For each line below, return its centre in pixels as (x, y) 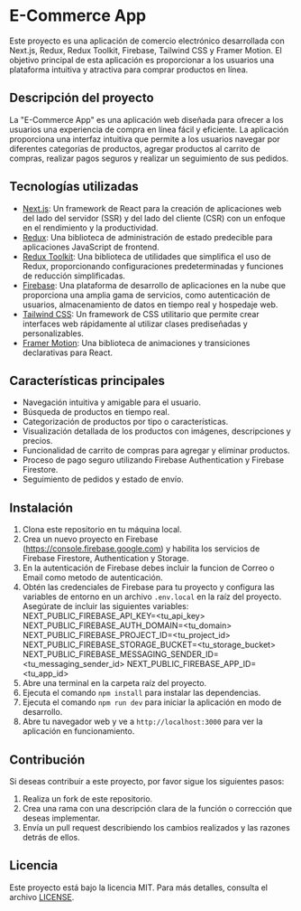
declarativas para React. (68, 352)
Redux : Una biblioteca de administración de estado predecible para (147, 237)
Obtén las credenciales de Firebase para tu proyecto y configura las (148, 587)
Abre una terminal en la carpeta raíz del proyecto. (114, 683)
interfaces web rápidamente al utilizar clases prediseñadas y (135, 324)
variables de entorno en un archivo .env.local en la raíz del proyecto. (152, 596)
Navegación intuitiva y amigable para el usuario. (111, 402)
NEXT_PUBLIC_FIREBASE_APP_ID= (192, 664)
